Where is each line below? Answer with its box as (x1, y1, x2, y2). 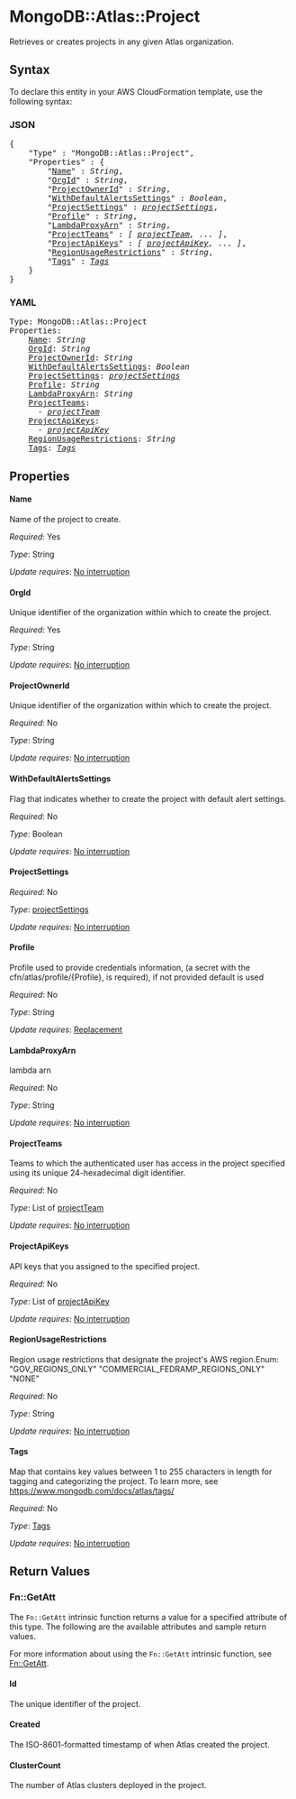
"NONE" (9, 1373, 40, 1384)
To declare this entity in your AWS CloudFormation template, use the (9, 86, 263, 97)
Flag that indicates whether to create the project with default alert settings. (9, 793, 286, 804)
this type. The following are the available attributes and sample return (9, 1621, 267, 1632)
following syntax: (9, 96, 73, 106)
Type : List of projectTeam (9, 1203, 104, 1213)
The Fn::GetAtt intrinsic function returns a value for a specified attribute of (9, 1611, 288, 1622)
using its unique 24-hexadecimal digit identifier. (9, 1167, 186, 1178)
